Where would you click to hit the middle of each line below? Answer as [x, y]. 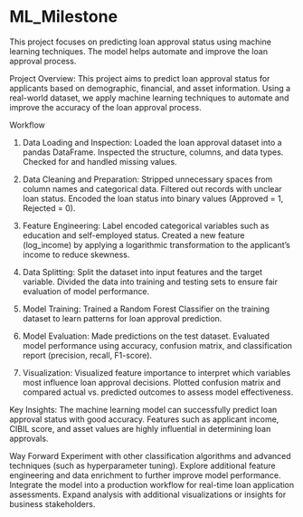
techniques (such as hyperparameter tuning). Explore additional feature [142, 465]
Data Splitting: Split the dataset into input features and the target [142, 272]
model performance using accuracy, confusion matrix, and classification [157, 345]
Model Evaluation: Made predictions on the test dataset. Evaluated [146, 336]
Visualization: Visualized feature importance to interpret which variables [156, 372]
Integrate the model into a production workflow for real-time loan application [152, 484]
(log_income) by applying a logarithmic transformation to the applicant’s [156, 244]
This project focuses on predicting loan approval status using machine [140, 42]
